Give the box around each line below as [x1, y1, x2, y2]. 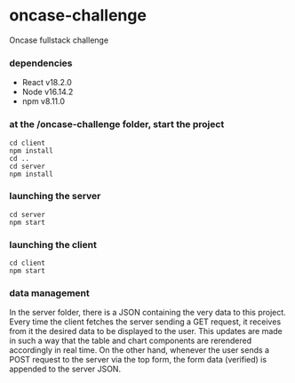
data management [9, 287, 91, 299]
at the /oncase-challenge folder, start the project [9, 118, 225, 131]
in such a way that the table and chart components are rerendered [9, 335, 252, 347]
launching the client [9, 238, 98, 251]
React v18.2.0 [21, 77, 73, 88]
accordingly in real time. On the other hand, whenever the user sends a [9, 345, 269, 355]
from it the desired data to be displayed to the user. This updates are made [9, 326, 283, 337]
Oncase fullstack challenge [9, 35, 109, 45]
